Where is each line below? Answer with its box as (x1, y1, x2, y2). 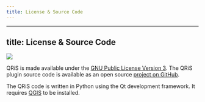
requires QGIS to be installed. (6, 89, 81, 97)
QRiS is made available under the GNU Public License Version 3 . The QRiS (6, 64, 193, 72)
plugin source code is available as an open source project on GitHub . (6, 71, 180, 78)
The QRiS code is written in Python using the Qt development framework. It (6, 83, 195, 90)
